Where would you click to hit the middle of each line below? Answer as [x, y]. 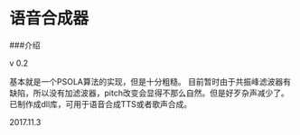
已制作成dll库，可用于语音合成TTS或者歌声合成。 [101, 103]
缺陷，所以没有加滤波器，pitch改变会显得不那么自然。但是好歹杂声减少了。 [149, 93]
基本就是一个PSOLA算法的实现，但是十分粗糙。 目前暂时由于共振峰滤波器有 [150, 81]
